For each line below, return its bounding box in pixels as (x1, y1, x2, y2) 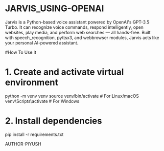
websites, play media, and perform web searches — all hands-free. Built (5, 29, 151, 35)
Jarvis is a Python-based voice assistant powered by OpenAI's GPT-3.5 (5, 19, 149, 25)
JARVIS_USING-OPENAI (5, 3, 104, 14)
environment (5, 77, 59, 88)
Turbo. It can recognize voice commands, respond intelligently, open (5, 24, 143, 30)
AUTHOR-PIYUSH (5, 141, 42, 147)
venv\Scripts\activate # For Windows (5, 98, 80, 104)
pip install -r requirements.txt (5, 131, 64, 137)
